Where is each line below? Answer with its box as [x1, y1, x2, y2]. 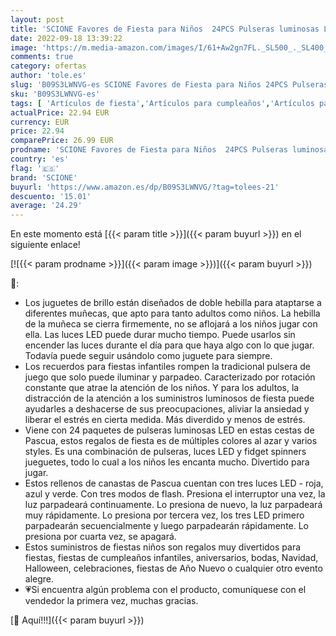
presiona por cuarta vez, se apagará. [24, 531, 177, 543]
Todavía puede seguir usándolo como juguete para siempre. [24, 350, 273, 362]
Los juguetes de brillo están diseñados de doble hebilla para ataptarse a [24, 297, 322, 309]
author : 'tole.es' [10, 71, 87, 81]
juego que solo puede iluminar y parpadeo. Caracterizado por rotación [24, 371, 316, 383]
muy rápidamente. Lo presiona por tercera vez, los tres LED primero [24, 509, 305, 521]
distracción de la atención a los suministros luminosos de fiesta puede [24, 392, 315, 405]
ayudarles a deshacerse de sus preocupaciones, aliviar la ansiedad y [24, 403, 310, 415]
